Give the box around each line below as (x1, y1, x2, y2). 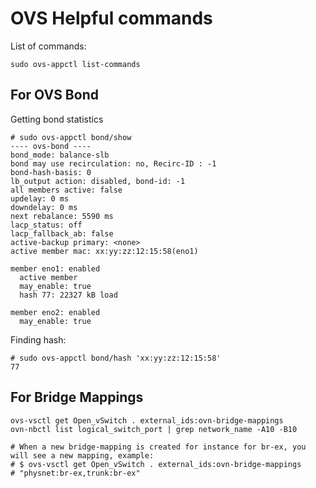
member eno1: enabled (10, 263, 101, 274)
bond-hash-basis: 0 (10, 167, 92, 177)
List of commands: (10, 40, 87, 52)
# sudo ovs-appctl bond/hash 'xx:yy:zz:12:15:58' (10, 353, 222, 363)
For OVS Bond (10, 87, 99, 104)
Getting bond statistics (10, 113, 104, 125)
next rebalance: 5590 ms (10, 211, 114, 221)
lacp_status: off (10, 220, 83, 230)
